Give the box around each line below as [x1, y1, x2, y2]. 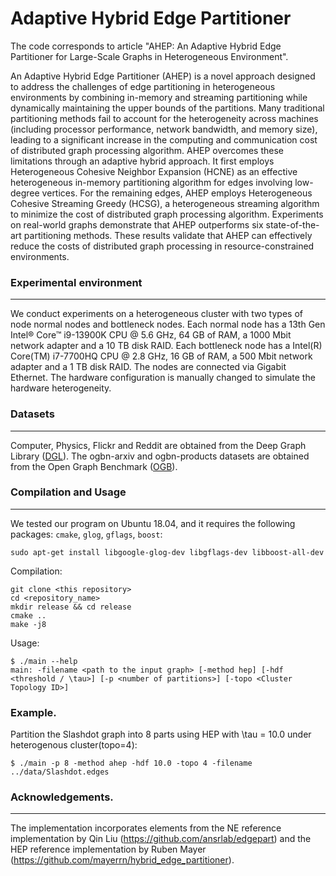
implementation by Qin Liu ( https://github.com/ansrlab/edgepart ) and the [10, 833, 312, 845]
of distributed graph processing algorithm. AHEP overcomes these [10, 144, 284, 156]
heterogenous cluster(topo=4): [10, 739, 138, 751]
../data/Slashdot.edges [10, 767, 110, 777]
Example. [10, 705, 57, 719]
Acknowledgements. [10, 790, 114, 804]
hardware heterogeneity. [10, 382, 112, 394]
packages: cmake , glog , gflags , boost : [10, 528, 163, 540]
